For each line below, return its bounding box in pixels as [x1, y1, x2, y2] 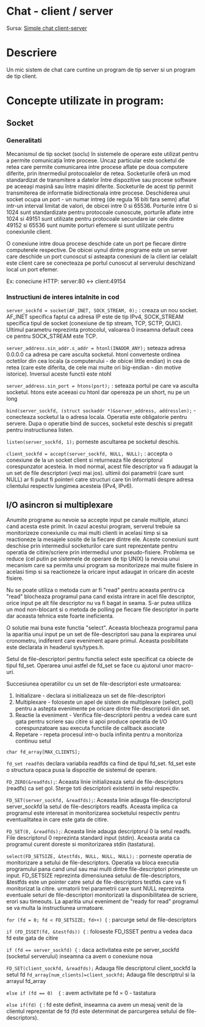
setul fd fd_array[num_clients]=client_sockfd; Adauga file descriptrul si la [6, 971, 195, 978]
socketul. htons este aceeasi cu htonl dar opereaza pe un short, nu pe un [6, 388, 190, 396]
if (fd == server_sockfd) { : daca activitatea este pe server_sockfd [6, 946, 179, 953]
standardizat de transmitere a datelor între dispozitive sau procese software [6, 176, 197, 184]
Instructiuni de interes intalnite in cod [6, 293, 120, 301]
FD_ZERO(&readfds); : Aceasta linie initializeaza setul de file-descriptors [6, 778, 184, 785]
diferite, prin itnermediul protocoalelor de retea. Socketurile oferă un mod [6, 170, 191, 177]
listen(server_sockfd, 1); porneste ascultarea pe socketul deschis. [6, 438, 180, 446]
